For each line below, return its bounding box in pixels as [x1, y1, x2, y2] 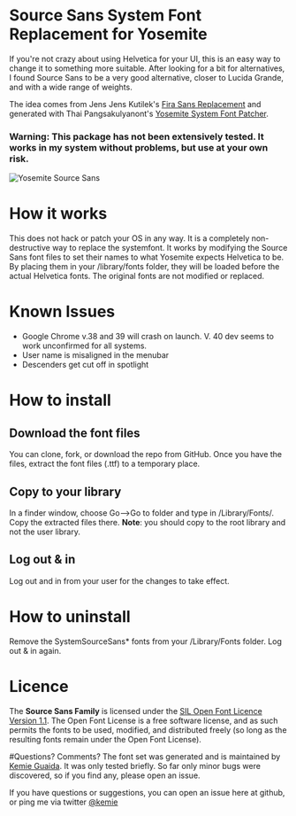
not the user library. [9, 526, 81, 537]
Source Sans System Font [9, 5, 201, 26]
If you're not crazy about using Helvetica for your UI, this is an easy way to [9, 53, 281, 64]
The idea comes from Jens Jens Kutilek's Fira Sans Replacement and [9, 98, 262, 109]
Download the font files [9, 425, 140, 440]
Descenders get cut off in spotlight [21, 360, 149, 370]
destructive [9, 243, 50, 253]
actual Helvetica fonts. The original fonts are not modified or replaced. [9, 271, 265, 282]
